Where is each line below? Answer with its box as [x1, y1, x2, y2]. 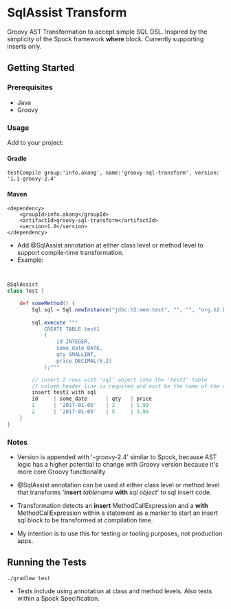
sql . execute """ [32, 319, 78, 326]
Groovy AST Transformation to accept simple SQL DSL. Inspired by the [7, 27, 208, 36]
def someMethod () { [19, 300, 76, 307]
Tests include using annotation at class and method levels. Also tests [16, 586, 212, 595]
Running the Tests [7, 557, 87, 568]
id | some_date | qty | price [32, 395, 153, 403]
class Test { [7, 287, 45, 295]
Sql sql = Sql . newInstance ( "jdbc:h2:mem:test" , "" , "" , [32, 306, 195, 313]
